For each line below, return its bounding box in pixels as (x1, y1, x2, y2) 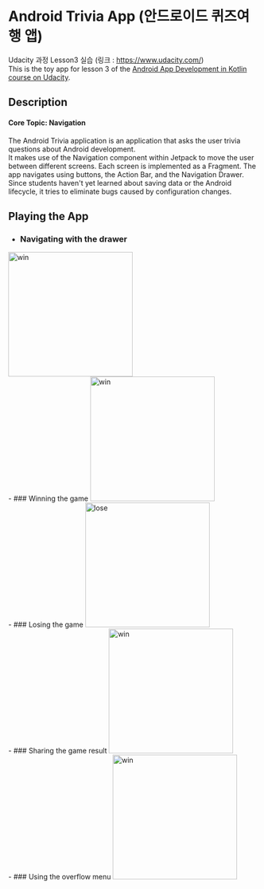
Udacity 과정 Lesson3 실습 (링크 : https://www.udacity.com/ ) (8, 55, 204, 65)
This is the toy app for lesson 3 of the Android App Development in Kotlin (8, 64, 247, 73)
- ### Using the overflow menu (8, 872, 111, 882)
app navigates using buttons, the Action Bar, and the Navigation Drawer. (8, 169, 244, 179)
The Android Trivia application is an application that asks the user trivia (8, 136, 241, 145)
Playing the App (8, 209, 89, 223)
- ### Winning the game (8, 494, 89, 503)
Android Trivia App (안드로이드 (8, 7, 208, 26)
